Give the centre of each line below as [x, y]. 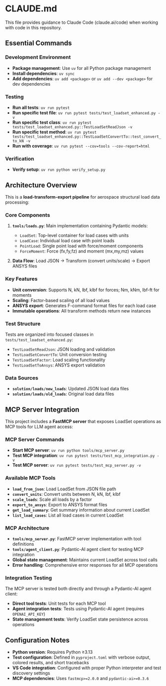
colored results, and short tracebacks [51, 663]
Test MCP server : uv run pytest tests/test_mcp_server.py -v [77, 465]
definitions [23, 544]
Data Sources [22, 378]
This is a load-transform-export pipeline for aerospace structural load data [83, 197]
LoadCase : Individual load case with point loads [67, 241]
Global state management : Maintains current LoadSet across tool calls [85, 560]
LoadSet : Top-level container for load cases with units [74, 235]
